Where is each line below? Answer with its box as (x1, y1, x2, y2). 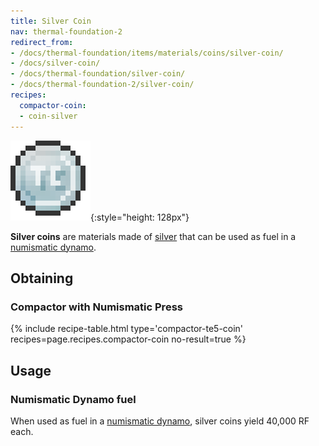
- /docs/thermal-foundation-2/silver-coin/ (10, 80, 195, 90)
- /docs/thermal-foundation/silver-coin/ (10, 69, 186, 79)
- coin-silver (19, 111, 78, 121)
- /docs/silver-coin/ (10, 58, 101, 69)
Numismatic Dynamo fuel (10, 392, 137, 406)
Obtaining (10, 270, 74, 287)
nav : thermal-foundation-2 (10, 26, 123, 37)
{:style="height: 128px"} (90, 211, 190, 223)
